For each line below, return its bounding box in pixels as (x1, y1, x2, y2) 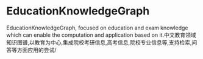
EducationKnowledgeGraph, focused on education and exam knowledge (6, 24, 188, 31)
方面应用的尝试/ (16, 46, 57, 54)
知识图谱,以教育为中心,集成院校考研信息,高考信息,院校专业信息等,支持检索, (6, 39, 192, 46)
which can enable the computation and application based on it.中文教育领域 (6, 31, 196, 39)
